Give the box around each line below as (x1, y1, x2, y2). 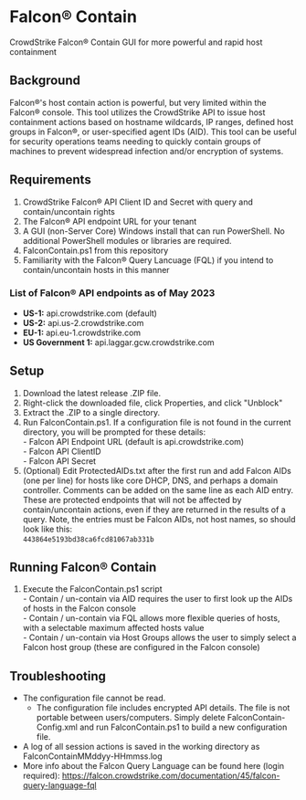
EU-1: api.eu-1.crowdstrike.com (22, 327, 142, 338)
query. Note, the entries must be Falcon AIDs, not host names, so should (22, 513, 296, 524)
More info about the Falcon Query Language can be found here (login (22, 761, 285, 772)
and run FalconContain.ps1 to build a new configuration (79, 721, 288, 732)
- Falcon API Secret (22, 455, 97, 467)
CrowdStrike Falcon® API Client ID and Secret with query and (22, 196, 254, 207)
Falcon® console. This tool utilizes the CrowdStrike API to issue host (9, 107, 266, 118)
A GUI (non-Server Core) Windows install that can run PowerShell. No (22, 226, 285, 237)
